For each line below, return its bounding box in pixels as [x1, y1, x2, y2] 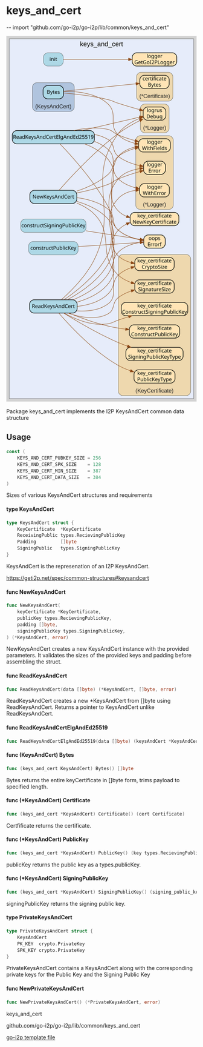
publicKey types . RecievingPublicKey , [17, 615, 112, 621]
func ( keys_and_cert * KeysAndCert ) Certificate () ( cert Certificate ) [6, 811, 185, 817]
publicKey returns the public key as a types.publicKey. [6, 861, 141, 868]
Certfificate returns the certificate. [6, 822, 92, 829]
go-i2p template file [6, 1034, 56, 1041]
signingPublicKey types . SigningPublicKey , [17, 628, 126, 634]
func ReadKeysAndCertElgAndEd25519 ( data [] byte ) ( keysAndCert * [6, 738, 172, 744]
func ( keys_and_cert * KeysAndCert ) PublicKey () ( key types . [6, 849, 161, 856]
